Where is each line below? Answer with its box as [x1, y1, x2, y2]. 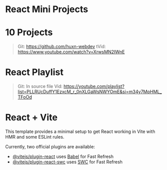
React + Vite [5, 112, 58, 123]
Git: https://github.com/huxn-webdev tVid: [17, 44, 106, 50]
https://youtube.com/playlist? [64, 83, 125, 90]
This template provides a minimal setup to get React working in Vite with [5, 129, 155, 135]
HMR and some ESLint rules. [5, 134, 65, 140]
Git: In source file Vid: [17, 83, 63, 90]
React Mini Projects [5, 4, 88, 15]
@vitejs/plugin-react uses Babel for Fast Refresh [12, 153, 114, 159]
